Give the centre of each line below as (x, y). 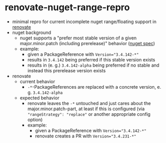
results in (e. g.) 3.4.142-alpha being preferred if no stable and (93, 65)
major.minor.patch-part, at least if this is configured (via (86, 109)
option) (35, 119)
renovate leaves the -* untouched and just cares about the (89, 103)
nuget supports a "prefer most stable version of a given (78, 38)
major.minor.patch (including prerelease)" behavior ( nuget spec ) (87, 43)
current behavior (37, 81)
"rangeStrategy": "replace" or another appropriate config (89, 114)
